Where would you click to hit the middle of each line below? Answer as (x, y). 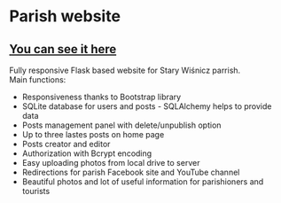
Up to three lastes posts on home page (93, 134)
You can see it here (63, 49)
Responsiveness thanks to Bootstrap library (101, 97)
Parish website (65, 16)
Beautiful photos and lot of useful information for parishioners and (143, 182)
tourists (36, 191)
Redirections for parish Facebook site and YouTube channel (131, 172)
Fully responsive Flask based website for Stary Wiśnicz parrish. (125, 70)
